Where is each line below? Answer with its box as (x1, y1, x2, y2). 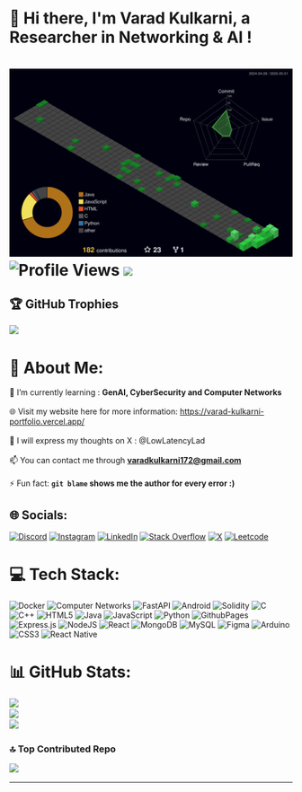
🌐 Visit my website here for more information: (9, 406, 178, 417)
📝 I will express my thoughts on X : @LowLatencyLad (9, 436, 206, 446)
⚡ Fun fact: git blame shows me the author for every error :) (9, 478, 235, 488)
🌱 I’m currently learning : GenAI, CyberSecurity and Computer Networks (9, 387, 282, 398)
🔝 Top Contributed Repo (9, 743, 117, 755)
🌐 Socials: (9, 507, 68, 523)
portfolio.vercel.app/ (9, 417, 85, 427)
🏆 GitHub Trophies (9, 296, 120, 312)
